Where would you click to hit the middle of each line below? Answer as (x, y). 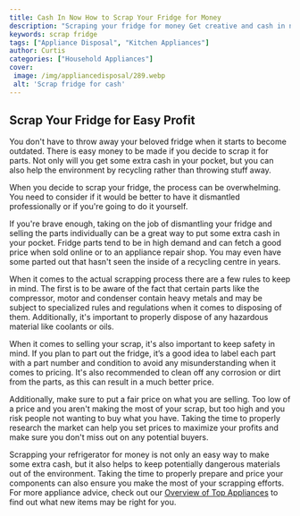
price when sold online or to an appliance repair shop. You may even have (145, 252)
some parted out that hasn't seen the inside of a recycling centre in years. (145, 262)
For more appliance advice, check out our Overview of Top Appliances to (144, 493)
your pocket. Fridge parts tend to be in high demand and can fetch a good (145, 243)
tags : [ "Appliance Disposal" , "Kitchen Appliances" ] (109, 42)
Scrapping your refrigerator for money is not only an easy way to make (139, 455)
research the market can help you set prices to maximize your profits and (144, 428)
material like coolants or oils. (62, 326)
